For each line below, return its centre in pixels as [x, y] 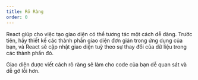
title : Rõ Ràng [25, 12]
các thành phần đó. [30, 53]
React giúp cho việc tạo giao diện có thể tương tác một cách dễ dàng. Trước [99, 34]
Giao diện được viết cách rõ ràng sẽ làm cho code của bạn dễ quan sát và [97, 64]
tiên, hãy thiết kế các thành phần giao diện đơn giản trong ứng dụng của [95, 40]
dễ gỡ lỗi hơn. [23, 71]
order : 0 [17, 17]
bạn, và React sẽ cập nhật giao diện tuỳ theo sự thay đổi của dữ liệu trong [97, 47]
